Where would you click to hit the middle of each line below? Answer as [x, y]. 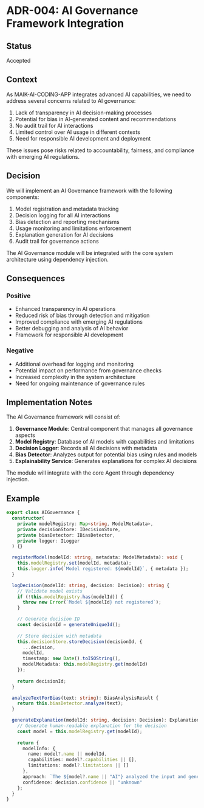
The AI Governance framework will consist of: [63, 417]
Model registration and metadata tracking [67, 209]
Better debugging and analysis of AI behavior [72, 329]
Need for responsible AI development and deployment [83, 138]
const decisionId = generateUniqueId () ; [69, 625]
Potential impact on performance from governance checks [88, 370]
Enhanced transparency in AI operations [65, 309]
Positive [19, 296]
